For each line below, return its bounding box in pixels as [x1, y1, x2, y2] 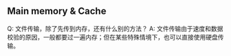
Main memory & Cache [7, 5, 107, 17]
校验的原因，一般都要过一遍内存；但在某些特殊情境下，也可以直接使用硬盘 [7, 33, 218, 41]
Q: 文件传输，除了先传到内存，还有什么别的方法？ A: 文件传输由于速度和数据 [7, 24, 223, 33]
